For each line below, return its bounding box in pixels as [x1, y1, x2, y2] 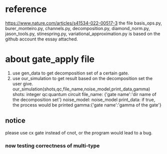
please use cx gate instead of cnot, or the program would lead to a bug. [5, 129, 152, 135]
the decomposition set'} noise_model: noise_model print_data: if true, [12, 96, 155, 102]
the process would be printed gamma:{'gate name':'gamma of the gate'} [12, 101, 161, 108]
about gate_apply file [5, 53, 95, 65]
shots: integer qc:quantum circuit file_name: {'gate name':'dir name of [12, 91, 156, 97]
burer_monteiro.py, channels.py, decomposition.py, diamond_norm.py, [5, 25, 150, 31]
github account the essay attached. [5, 36, 78, 42]
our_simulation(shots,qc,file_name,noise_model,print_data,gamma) [12, 86, 150, 92]
